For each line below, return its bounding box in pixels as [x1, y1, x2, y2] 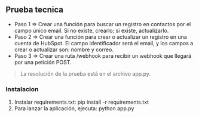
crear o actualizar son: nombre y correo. [14, 46, 114, 53]
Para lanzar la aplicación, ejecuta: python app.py [14, 105, 134, 112]
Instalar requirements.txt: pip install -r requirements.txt [14, 98, 149, 106]
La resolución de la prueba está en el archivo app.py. [20, 70, 151, 77]
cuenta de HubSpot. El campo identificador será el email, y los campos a [14, 39, 194, 46]
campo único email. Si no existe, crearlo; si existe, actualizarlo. [14, 27, 169, 34]
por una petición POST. [14, 58, 72, 66]
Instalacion [5, 85, 39, 93]
